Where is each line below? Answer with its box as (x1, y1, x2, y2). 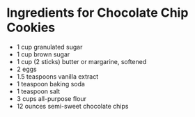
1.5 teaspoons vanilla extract (16, 72, 99, 81)
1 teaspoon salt (16, 87, 61, 95)
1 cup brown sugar (16, 50, 70, 58)
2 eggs (16, 65, 37, 73)
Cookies (6, 19, 56, 36)
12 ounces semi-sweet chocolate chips (16, 102, 129, 110)
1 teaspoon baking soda (16, 79, 85, 88)
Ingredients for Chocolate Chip (6, 5, 189, 21)
